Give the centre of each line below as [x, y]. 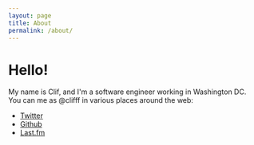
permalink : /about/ [41, 30]
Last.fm [32, 133]
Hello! [28, 70]
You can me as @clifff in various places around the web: [101, 100]
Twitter [32, 116]
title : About [30, 23]
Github [31, 124]
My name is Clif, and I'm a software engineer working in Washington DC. [127, 92]
